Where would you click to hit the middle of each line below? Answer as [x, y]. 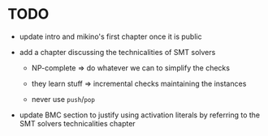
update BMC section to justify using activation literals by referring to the [140, 115]
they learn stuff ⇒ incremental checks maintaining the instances [139, 83]
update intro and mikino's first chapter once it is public [110, 36]
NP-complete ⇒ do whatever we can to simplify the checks [131, 68]
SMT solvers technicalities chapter [77, 123]
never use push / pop [63, 99]
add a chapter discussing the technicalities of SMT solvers [117, 52]
